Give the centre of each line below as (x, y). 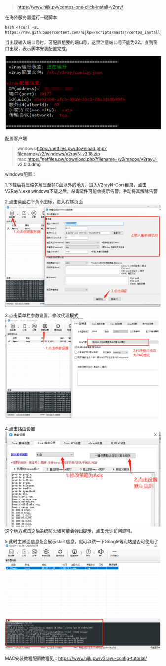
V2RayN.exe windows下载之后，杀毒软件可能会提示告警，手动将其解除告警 (82, 191)
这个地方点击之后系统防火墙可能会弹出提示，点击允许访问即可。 (70, 531)
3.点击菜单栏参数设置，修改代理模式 (42, 315)
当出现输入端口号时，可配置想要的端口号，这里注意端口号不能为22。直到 (79, 42)
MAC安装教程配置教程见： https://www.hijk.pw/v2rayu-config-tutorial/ (76, 658)
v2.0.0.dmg (29, 164)
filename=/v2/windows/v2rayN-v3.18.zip (59, 154)
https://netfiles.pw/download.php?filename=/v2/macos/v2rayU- (92, 159)
